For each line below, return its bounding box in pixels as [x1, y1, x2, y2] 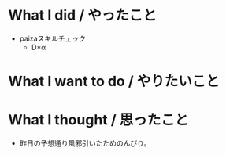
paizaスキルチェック [19, 34, 87, 43]
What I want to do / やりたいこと [8, 73, 220, 90]
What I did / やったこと [8, 6, 157, 24]
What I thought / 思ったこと [8, 111, 189, 129]
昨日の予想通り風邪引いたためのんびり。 [19, 139, 151, 148]
